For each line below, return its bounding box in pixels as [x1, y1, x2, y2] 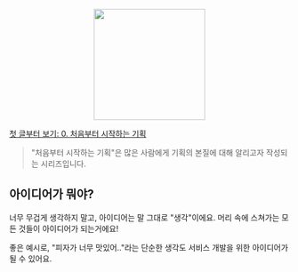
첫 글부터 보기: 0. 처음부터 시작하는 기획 [9, 129, 147, 139]
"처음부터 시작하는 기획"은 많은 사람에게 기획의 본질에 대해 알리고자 [30, 148, 264, 157]
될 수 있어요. [9, 253, 52, 264]
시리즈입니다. [40, 158, 86, 169]
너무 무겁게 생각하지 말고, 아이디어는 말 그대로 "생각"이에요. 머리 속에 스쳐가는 [9, 212, 280, 222]
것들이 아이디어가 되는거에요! [18, 223, 119, 234]
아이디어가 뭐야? [9, 187, 94, 202]
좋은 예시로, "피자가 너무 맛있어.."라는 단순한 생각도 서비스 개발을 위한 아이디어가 [9, 242, 289, 252]
